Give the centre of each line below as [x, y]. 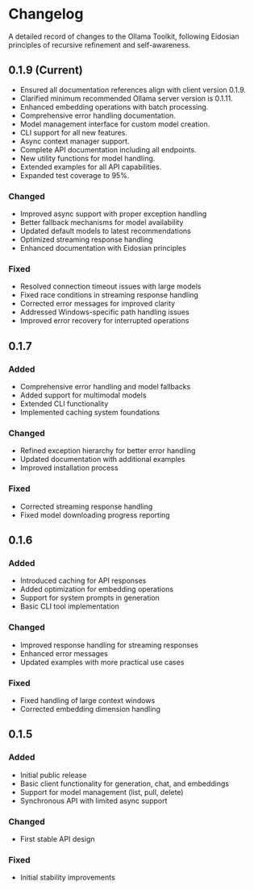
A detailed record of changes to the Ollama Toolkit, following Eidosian [124, 36]
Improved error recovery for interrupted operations [104, 321]
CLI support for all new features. [73, 132]
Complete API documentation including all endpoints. [108, 149]
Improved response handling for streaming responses [109, 645]
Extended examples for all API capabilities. [91, 167]
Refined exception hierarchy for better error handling [108, 451]
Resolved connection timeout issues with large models [110, 286]
